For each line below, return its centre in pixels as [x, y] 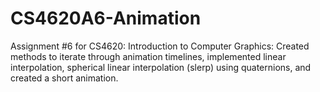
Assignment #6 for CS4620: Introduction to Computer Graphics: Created [160, 46]
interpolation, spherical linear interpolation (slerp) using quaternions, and [161, 67]
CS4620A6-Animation [106, 18]
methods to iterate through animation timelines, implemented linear [148, 56]
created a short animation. [64, 78]
